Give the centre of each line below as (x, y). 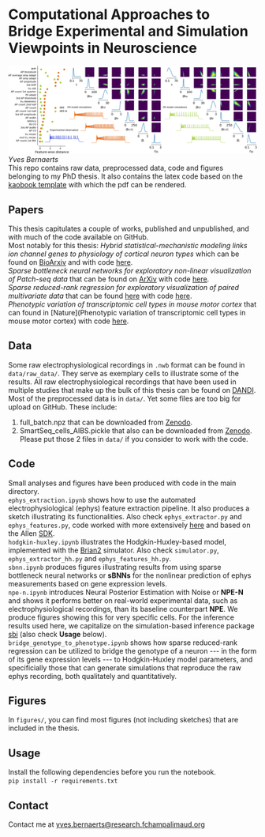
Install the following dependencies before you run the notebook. (112, 772)
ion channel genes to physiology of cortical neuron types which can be (124, 254)
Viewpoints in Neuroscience (103, 48)
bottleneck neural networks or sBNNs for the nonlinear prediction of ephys (130, 575)
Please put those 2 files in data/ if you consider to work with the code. (134, 439)
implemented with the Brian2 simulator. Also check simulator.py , (114, 550)
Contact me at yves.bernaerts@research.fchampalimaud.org (106, 824)
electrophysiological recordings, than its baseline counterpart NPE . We (123, 609)
